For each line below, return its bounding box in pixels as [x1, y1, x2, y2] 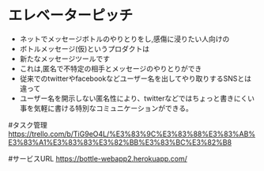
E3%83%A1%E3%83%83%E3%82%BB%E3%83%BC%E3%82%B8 [8, 137, 232, 146]
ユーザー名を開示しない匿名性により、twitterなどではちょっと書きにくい [19, 93, 255, 103]
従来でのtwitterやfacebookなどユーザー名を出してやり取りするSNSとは [19, 74, 251, 83]
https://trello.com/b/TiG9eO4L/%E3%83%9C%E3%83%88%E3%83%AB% [8, 129, 255, 139]
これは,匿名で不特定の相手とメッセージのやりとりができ [19, 63, 202, 73]
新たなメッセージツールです [19, 54, 111, 63]
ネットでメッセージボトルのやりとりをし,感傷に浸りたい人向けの [19, 34, 230, 44]
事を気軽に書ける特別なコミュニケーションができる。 [19, 103, 194, 112]
